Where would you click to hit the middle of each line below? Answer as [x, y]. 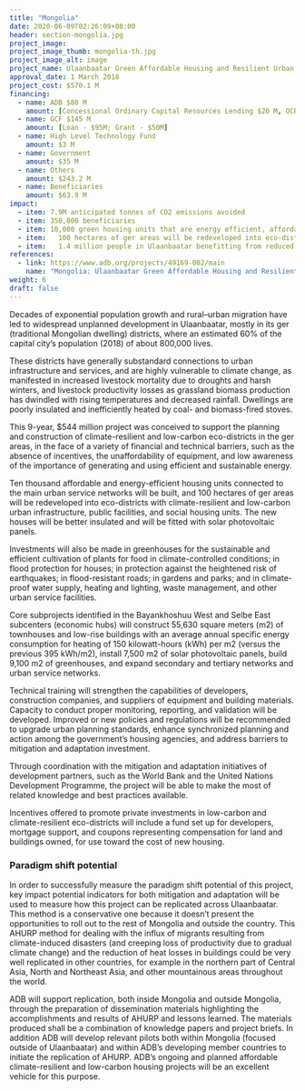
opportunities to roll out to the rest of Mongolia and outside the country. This [152, 923]
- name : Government [54, 153]
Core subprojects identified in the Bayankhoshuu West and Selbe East [140, 615]
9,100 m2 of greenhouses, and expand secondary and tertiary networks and [152, 663]
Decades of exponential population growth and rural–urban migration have [148, 314]
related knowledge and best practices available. [99, 795]
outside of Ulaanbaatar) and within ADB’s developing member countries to [148, 1047]
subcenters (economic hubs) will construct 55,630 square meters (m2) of [147, 625]
